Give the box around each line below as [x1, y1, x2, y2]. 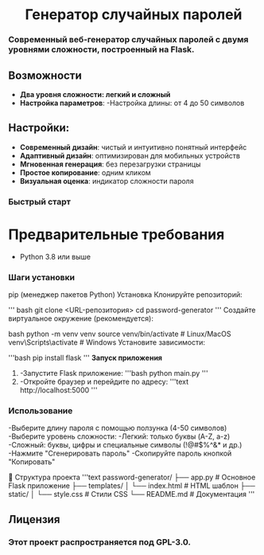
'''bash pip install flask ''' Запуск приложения [8, 353, 163, 362]
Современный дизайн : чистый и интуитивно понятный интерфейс [19, 142, 247, 152]
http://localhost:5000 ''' [19, 385, 98, 395]
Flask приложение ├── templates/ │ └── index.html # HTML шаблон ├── [8, 481, 256, 491]
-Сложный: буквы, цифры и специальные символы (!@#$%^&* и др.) [8, 440, 243, 450]
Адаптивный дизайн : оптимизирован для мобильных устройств [19, 150, 241, 160]
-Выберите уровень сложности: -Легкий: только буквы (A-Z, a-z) [8, 432, 231, 441]
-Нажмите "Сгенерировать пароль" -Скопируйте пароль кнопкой [8, 448, 232, 459]
